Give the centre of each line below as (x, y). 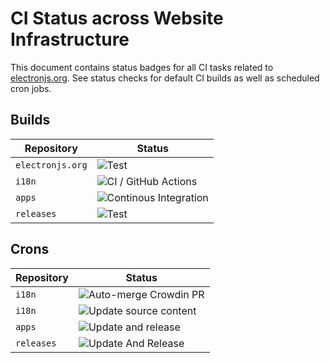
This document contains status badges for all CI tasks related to (142, 67)
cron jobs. (31, 88)
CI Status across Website (117, 18)
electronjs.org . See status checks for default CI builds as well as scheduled (165, 78)
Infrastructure (70, 39)
